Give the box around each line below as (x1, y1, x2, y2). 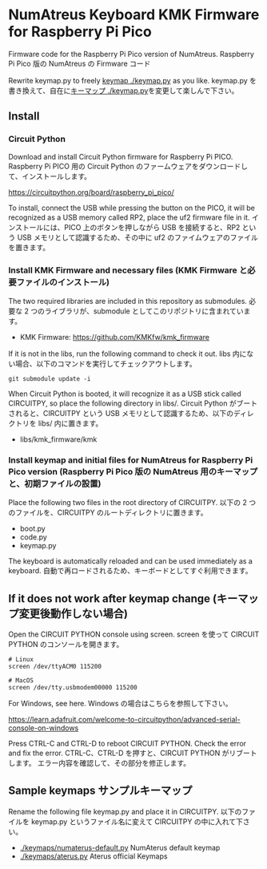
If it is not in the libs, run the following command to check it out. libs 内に (8, 349, 247, 358)
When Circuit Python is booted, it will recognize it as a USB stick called (8, 389, 241, 398)
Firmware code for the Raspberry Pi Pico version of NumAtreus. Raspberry (8, 49, 254, 59)
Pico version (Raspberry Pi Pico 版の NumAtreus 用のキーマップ (8, 466, 258, 477)
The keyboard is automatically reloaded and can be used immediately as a (8, 556, 253, 566)
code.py (19, 532, 48, 542)
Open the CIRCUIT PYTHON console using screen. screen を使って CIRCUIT (8, 629, 260, 639)
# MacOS (8, 677, 34, 685)
